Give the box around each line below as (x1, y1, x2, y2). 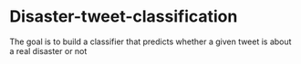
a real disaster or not (9, 45, 88, 56)
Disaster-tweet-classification (9, 6, 238, 27)
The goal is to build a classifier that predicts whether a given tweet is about (9, 36, 292, 47)
